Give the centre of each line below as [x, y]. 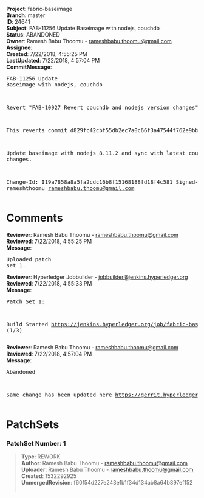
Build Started [27, 324]
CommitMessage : [29, 67]
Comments [35, 218]
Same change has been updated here [59, 395]
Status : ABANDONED [33, 35]
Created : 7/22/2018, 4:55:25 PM [47, 54]
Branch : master [26, 15]
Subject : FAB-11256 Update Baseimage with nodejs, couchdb [83, 28]
